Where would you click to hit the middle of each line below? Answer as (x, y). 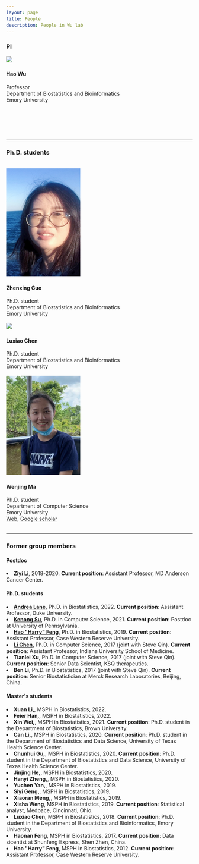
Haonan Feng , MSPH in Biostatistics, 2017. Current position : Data (94, 835)
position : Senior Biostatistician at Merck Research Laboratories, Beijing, (94, 676)
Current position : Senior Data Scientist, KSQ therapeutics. (77, 664)
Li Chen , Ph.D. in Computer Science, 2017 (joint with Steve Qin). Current (102, 645)
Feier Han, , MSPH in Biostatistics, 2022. (62, 715)
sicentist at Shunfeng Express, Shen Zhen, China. (66, 842)
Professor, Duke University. (39, 613)
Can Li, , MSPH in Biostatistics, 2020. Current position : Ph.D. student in (101, 734)
